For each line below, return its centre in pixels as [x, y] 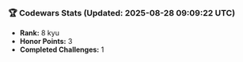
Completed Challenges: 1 [62, 49]
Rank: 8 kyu [39, 33]
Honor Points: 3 [46, 42]
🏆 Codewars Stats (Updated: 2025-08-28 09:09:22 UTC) [122, 13]
